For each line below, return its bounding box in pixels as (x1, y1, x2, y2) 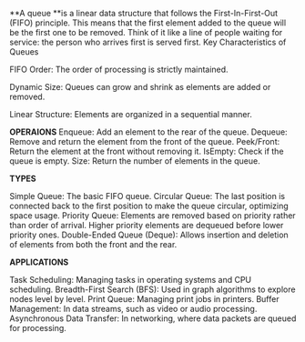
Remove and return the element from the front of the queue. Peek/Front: (9, 136, 280, 146)
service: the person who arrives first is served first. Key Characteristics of (9, 36, 287, 47)
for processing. (9, 323, 66, 333)
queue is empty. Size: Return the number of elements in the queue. (9, 156, 261, 166)
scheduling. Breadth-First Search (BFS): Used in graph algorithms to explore (9, 284, 296, 295)
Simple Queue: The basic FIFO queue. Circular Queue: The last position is (9, 191, 285, 201)
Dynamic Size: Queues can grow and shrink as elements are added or (9, 82, 271, 92)
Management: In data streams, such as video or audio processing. (9, 304, 258, 314)
